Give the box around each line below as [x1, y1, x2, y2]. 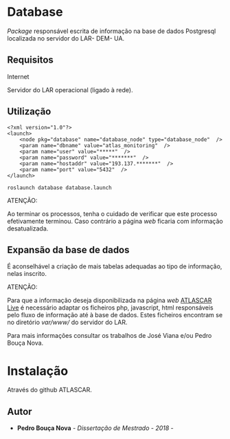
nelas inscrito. [7, 270, 47, 278]
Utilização [7, 106, 51, 118]
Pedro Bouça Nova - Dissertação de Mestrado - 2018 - [16, 424, 174, 432]
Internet [7, 72, 30, 81]
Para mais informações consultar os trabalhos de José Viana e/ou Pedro [7, 332, 212, 340]
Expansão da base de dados [7, 244, 130, 255]
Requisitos [7, 54, 54, 66]
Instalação [7, 363, 69, 378]
